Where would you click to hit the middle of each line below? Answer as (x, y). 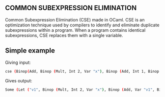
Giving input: (18, 62)
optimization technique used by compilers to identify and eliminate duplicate (82, 25)
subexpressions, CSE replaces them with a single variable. (64, 35)
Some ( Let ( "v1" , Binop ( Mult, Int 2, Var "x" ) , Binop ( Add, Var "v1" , (80, 90)
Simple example (30, 51)
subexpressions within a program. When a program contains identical (75, 30)
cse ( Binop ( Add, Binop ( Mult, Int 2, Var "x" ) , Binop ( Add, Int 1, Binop (82, 71)
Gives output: (19, 80)
